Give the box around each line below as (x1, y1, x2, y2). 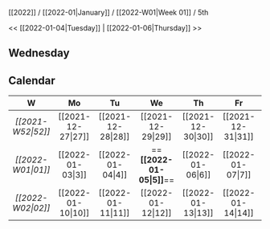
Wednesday (8, 47, 70, 60)
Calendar (8, 73, 55, 88)
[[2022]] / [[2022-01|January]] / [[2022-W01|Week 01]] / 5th (8, 8, 209, 17)
